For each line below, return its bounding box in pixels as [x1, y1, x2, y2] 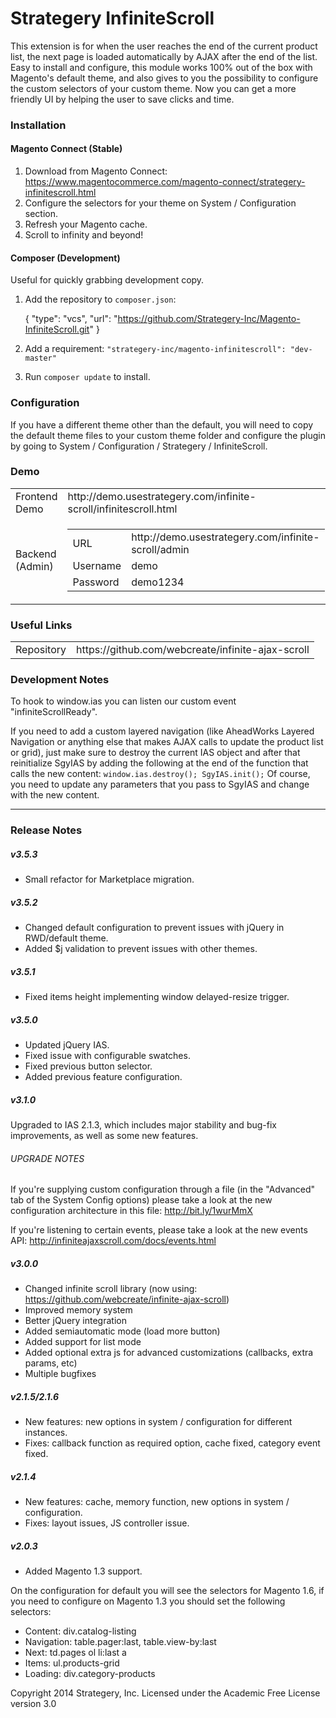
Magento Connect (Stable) [10, 143, 123, 155]
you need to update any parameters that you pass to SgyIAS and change [10, 778, 310, 791]
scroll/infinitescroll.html [67, 502, 178, 516]
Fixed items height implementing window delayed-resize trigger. [24, 991, 290, 1003]
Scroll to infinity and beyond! [24, 229, 144, 241]
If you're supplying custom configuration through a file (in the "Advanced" [10, 1183, 316, 1196]
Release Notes [10, 823, 83, 837]
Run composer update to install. [24, 371, 151, 383]
